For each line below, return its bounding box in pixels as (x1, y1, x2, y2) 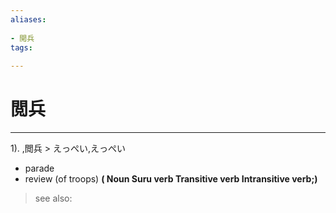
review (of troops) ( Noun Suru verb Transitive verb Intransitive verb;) (24, 173, 318, 185)
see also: (34, 192, 73, 205)
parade (24, 162, 55, 175)
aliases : (10, 14, 47, 25)
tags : (10, 42, 33, 53)
